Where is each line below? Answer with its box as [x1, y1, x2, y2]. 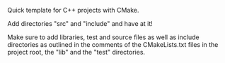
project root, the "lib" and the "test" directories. [7, 48, 146, 56]
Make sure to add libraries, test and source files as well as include [7, 33, 200, 41]
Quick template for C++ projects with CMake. [7, 6, 139, 14]
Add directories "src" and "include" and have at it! [7, 20, 154, 27]
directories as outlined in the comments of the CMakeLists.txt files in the [7, 41, 219, 48]
